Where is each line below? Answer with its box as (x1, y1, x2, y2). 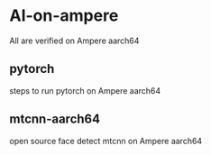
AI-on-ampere (9, 5, 119, 26)
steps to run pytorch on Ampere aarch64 (9, 85, 161, 96)
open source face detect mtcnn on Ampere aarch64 (9, 135, 203, 146)
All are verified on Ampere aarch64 (9, 35, 140, 46)
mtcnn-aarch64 (9, 112, 101, 127)
